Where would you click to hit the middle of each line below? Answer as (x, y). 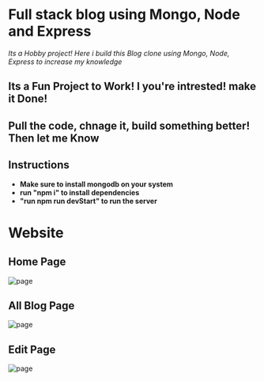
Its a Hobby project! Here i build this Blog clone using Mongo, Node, (119, 53)
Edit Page (32, 349)
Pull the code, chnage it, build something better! (129, 125)
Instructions (39, 165)
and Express (50, 31)
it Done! (28, 99)
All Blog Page (41, 306)
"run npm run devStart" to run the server (89, 201)
